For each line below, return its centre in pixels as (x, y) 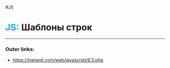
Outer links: (20, 49)
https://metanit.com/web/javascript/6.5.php (58, 60)
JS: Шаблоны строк (49, 27)
